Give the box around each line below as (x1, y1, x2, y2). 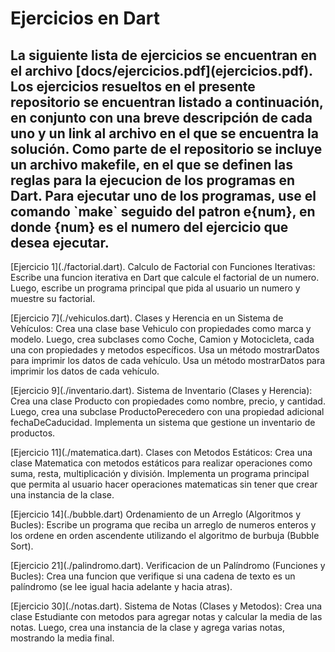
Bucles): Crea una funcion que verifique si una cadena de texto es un (10, 570, 296, 582)
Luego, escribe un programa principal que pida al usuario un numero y (10, 282, 301, 294)
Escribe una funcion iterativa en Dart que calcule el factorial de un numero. (10, 272, 320, 283)
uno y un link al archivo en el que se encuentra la (10, 125, 319, 142)
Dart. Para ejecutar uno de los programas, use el (10, 187, 317, 204)
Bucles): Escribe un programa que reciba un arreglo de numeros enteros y (10, 519, 317, 531)
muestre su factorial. (10, 293, 96, 304)
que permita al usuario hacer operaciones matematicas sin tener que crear (10, 478, 318, 490)
